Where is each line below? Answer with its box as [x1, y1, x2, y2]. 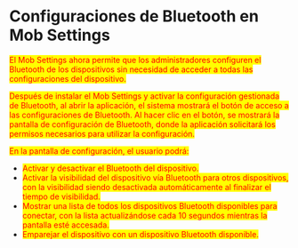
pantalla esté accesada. [21, 220, 109, 230]
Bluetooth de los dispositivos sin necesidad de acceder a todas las [9, 64, 254, 75]
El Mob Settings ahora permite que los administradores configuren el [9, 54, 262, 65]
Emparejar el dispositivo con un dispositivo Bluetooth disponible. [21, 228, 260, 239]
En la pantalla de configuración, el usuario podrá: [9, 145, 189, 156]
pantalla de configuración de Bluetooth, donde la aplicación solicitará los [9, 118, 276, 130]
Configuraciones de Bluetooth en [9, 6, 260, 27]
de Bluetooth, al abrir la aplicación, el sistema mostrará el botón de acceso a [9, 100, 289, 110]
